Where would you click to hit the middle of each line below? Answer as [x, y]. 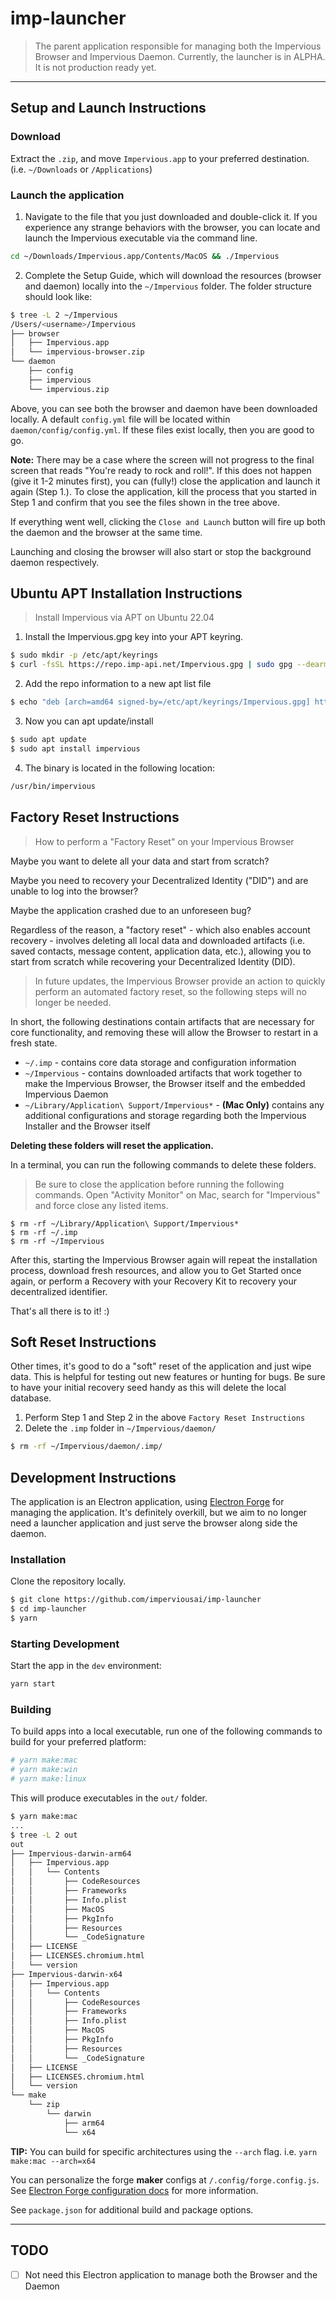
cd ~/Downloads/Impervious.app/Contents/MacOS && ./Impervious [145, 256]
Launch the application [67, 195]
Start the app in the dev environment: [86, 1666]
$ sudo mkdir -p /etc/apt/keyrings [84, 655]
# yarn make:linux [48, 1779]
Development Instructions [93, 1477]
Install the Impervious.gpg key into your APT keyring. [134, 637]
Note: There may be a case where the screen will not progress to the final [162, 459]
